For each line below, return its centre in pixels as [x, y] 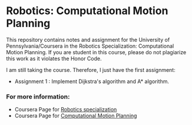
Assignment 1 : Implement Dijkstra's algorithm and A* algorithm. [92, 81]
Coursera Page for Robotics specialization [66, 110]
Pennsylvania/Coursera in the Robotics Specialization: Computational [90, 46]
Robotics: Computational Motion [87, 11]
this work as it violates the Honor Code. [54, 58]
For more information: [38, 97]
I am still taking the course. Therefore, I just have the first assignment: [91, 70]
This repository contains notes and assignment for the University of [88, 40]
